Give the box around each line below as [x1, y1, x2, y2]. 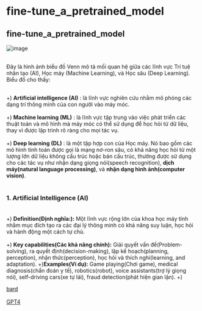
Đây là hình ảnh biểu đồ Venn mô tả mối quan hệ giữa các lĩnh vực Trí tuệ [6, 63, 191, 70]
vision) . [6, 172, 26, 179]
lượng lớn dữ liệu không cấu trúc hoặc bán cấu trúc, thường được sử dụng [6, 152, 192, 160]
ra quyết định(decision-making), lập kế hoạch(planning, [29, 248, 169, 255]
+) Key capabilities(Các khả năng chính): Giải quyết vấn [6, 241, 150, 248]
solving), [6, 248, 29, 255]
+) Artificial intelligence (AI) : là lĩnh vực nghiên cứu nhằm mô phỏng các [6, 95, 192, 101]
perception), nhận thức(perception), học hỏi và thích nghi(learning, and [6, 254, 186, 262]
